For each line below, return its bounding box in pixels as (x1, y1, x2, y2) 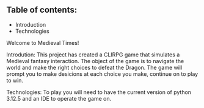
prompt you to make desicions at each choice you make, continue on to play (6, 70, 199, 78)
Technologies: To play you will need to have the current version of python (6, 88, 191, 96)
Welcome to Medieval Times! (6, 39, 79, 46)
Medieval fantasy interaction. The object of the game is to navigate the (6, 57, 184, 64)
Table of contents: (6, 5, 78, 15)
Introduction (15, 21, 46, 28)
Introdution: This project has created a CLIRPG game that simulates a (6, 51, 180, 58)
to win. (6, 76, 23, 84)
